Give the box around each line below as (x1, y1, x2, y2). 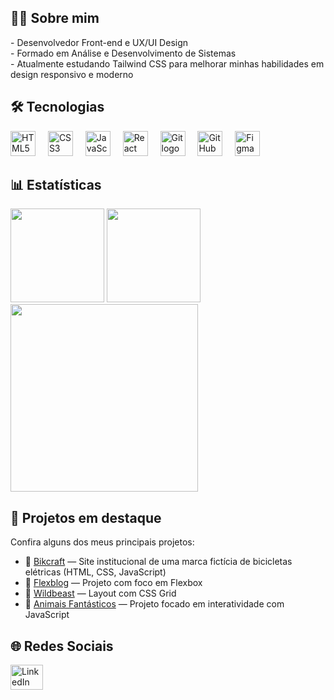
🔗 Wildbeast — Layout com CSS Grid (24, 587, 177, 600)
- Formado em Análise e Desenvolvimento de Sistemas (10, 47, 237, 59)
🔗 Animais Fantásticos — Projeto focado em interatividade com (24, 598, 285, 610)
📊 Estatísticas (10, 177, 102, 194)
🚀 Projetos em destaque (10, 509, 162, 526)
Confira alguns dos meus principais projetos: (10, 536, 195, 548)
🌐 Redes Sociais (10, 637, 114, 655)
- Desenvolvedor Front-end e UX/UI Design (10, 36, 189, 48)
